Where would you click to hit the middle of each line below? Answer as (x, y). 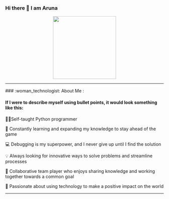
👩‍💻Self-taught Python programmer (41, 119)
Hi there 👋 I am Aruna (31, 8)
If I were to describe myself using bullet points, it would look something (81, 102)
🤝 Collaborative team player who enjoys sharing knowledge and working (80, 171)
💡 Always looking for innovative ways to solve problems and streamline (79, 156)
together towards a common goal (40, 176)
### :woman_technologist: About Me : (45, 91)
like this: (14, 108)
